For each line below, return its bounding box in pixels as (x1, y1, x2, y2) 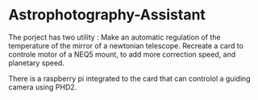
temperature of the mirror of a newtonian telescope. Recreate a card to (8, 40, 244, 50)
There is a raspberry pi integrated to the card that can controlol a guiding (8, 73, 252, 83)
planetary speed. (8, 58, 64, 68)
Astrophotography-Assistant (8, 6, 206, 24)
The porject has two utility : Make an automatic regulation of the (8, 32, 221, 42)
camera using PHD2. (8, 82, 77, 92)
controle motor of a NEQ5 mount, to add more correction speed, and (8, 49, 236, 59)
